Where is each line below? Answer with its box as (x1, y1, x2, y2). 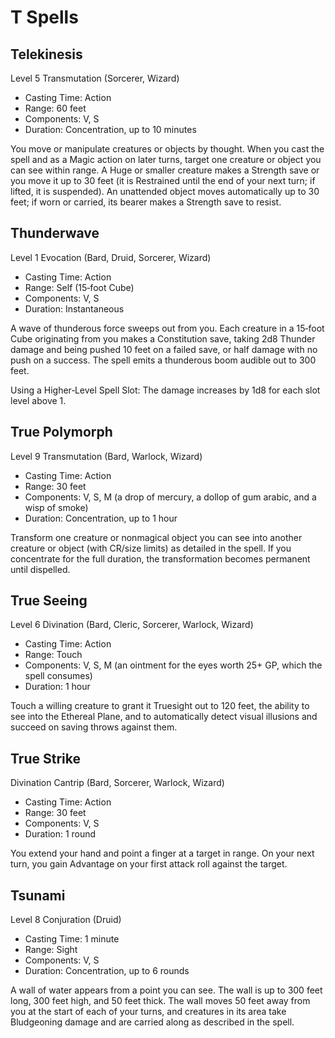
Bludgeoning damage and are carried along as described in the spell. (10, 1016, 295, 1028)
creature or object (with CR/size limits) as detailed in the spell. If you (10, 542, 292, 554)
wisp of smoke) (24, 501, 89, 513)
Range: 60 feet (24, 102, 87, 114)
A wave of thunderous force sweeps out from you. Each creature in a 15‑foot (10, 322, 325, 334)
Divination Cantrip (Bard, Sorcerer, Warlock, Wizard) (10, 777, 225, 789)
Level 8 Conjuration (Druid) (10, 914, 122, 926)
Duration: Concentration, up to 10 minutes (24, 124, 197, 135)
